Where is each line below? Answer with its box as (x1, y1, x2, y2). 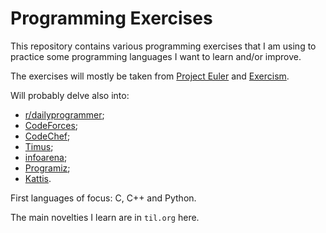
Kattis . (24, 172, 52, 184)
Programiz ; (24, 162, 71, 174)
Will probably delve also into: (10, 89, 130, 101)
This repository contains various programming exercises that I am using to (10, 40, 317, 52)
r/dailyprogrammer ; (24, 108, 105, 121)
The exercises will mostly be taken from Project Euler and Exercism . (10, 70, 290, 82)
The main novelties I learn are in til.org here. (10, 211, 200, 223)
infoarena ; (24, 151, 68, 163)
